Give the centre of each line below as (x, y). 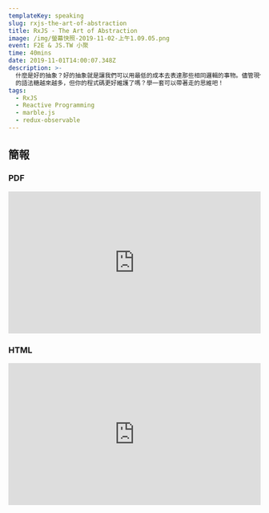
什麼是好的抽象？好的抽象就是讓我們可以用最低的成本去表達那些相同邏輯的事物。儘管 (134, 75)
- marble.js (36, 113)
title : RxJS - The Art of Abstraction (73, 31)
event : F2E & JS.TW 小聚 (48, 46)
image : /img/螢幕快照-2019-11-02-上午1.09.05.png (89, 38)
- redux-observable (48, 120)
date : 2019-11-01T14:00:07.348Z (62, 61)
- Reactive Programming (55, 105)
